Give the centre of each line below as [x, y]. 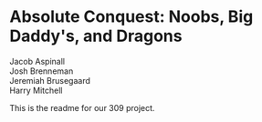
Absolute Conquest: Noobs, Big [131, 17]
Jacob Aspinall [37, 61]
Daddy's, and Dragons [96, 36]
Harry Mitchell [36, 90]
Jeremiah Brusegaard [50, 80]
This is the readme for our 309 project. [82, 107]
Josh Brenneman [42, 71]
